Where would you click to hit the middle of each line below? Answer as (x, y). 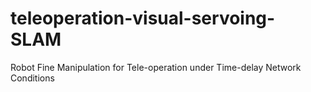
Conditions (32, 78)
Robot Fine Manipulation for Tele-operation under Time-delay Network (156, 67)
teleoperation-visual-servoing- (143, 18)
